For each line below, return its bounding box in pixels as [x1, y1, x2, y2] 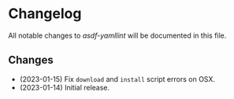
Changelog [8, 5, 82, 23]
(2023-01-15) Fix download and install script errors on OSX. [19, 74, 215, 83]
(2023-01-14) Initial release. [19, 82, 110, 92]
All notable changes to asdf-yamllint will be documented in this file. [8, 31, 227, 40]
